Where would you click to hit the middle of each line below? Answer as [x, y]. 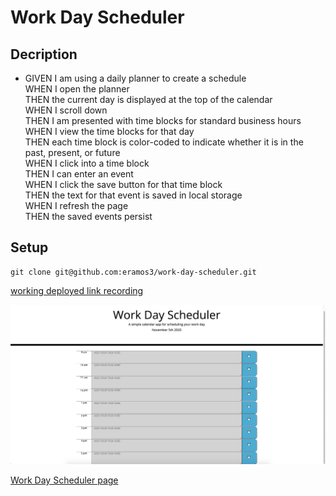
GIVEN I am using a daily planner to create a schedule [135, 78]
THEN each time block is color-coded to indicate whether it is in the [164, 142]
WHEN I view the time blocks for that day [109, 131]
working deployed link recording [77, 290]
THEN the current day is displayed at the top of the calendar [148, 99]
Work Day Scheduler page [64, 480]
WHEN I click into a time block [87, 163]
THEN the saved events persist [88, 216]
